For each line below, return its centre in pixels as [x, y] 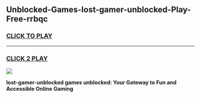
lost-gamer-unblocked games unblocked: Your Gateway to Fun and [92, 82]
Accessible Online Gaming [40, 88]
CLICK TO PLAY [29, 36]
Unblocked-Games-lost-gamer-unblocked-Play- [99, 10]
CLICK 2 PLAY [27, 58]
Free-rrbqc [27, 19]
